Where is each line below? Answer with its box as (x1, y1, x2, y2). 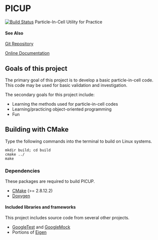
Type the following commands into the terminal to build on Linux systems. (5, 138, 152, 144)
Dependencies (5, 167, 40, 174)
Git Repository (5, 41, 34, 47)
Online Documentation (5, 50, 50, 56)
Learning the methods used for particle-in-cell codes (12, 101, 118, 107)
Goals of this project (5, 64, 68, 73)
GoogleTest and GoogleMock (12, 224, 70, 230)
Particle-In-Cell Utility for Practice (34, 19, 103, 25)
